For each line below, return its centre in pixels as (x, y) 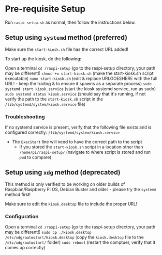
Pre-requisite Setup (45, 9)
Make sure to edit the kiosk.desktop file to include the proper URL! (71, 204)
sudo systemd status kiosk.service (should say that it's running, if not (75, 94)
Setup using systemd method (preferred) (66, 38)
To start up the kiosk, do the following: (43, 59)
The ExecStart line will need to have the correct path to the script (77, 142)
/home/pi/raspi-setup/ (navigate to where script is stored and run (85, 152)
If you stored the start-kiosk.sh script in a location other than (81, 147)
